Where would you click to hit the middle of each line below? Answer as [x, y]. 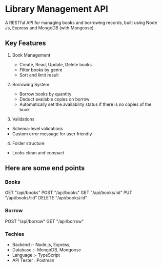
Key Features [26, 43]
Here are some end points [45, 168]
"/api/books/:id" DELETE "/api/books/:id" [46, 198]
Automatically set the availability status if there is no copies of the [85, 104]
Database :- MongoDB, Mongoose [47, 250]
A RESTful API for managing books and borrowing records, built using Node [81, 23]
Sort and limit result [39, 75]
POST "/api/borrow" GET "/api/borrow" [44, 221]
